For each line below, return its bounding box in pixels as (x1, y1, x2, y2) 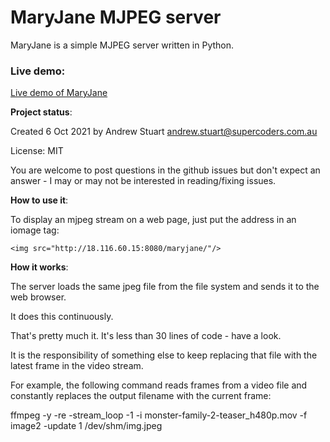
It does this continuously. (10, 311, 114, 323)
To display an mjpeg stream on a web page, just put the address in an (10, 214, 297, 226)
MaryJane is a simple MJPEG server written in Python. (10, 39, 235, 51)
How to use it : (10, 194, 69, 206)
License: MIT (10, 145, 64, 157)
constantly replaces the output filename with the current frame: (10, 390, 272, 402)
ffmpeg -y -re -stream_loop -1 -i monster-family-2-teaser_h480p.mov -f (10, 409, 308, 421)
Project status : (10, 106, 73, 118)
